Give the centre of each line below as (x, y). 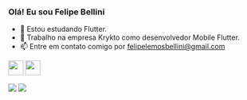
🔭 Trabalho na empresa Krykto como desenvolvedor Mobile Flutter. (130, 37)
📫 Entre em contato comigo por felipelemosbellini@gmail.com (122, 47)
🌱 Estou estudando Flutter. (63, 29)
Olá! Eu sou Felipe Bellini (57, 12)
